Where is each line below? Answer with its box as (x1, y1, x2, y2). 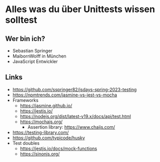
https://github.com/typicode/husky (12, 135, 86, 141)
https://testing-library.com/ (12, 129, 69, 135)
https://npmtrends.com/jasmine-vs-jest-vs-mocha (12, 92, 117, 98)
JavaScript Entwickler (12, 59, 58, 64)
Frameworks (12, 97, 39, 103)
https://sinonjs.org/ (20, 150, 60, 157)
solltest (5, 14, 38, 26)
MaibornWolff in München (12, 53, 66, 59)
